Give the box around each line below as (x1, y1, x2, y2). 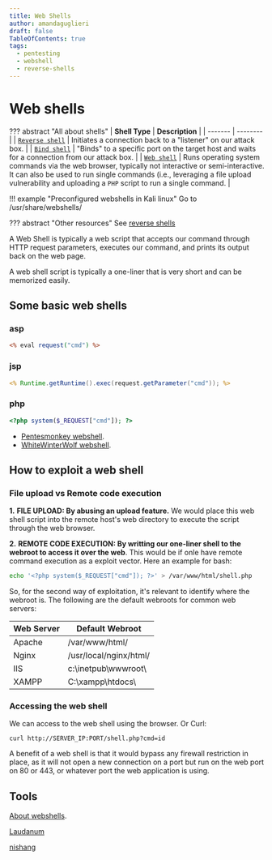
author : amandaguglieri (9, 19, 90, 28)
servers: (9, 604, 37, 614)
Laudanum (9, 827, 45, 836)
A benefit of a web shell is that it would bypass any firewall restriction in (9, 749, 249, 759)
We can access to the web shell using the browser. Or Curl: (9, 719, 207, 729)
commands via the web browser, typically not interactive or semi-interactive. (9, 160, 265, 170)
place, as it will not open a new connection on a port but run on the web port (9, 757, 265, 767)
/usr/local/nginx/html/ (67, 650, 151, 661)
